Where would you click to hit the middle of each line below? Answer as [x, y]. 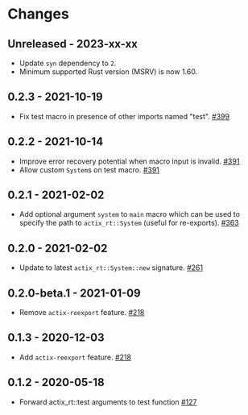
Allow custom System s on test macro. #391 [89, 169]
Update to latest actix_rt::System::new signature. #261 [111, 268]
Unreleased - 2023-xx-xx [72, 44]
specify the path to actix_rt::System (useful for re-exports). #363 [129, 223]
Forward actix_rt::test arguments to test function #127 [108, 402]
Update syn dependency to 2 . [68, 63]
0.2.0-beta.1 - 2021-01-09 [74, 293]
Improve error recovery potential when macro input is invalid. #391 [129, 161]
